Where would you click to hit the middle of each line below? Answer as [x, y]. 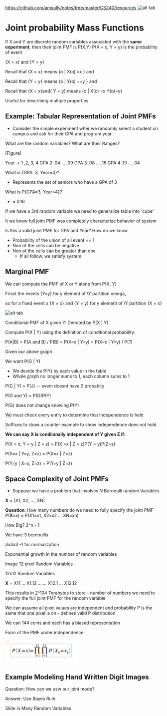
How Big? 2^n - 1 [22, 525]
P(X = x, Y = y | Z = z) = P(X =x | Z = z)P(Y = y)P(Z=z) [60, 444]
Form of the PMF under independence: [45, 633]
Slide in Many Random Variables [38, 709]
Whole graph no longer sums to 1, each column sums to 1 [71, 376]
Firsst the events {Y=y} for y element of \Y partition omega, [66, 293]
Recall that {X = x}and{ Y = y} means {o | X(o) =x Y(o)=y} [64, 91]
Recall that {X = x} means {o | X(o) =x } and [50, 71]
